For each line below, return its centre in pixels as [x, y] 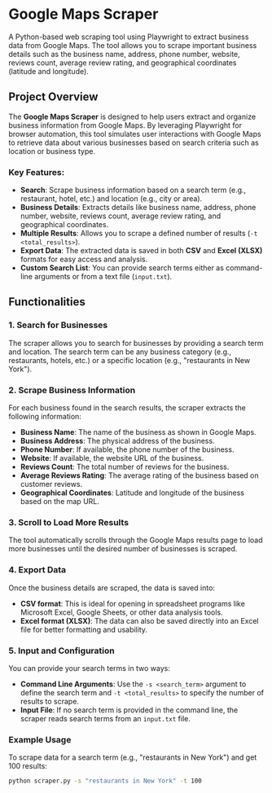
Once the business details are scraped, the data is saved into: [112, 588]
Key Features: [37, 172]
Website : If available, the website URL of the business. [112, 458]
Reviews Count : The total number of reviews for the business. [125, 467]
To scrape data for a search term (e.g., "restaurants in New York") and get [133, 757]
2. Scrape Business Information [72, 390]
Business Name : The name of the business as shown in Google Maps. [138, 432]
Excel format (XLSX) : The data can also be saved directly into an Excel [139, 620]
